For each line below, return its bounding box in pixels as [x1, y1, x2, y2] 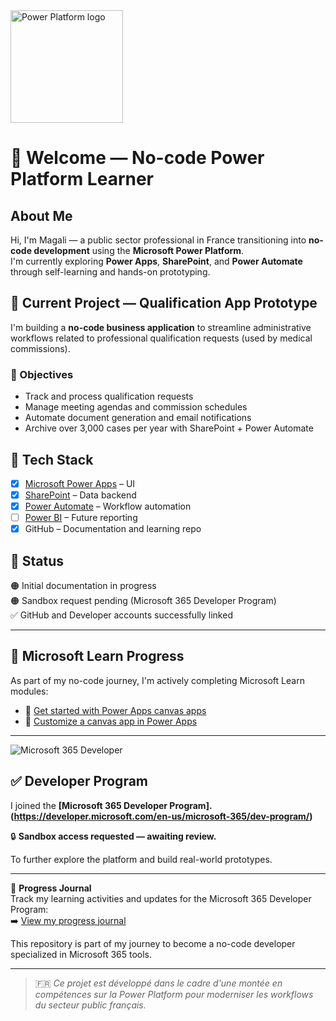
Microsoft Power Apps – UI [24, 477, 136, 489]
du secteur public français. [34, 999, 147, 1011]
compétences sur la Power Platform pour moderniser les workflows [34, 988, 314, 1000]
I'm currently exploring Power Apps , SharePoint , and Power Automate [10, 255, 303, 267]
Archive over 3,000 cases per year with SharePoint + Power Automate [24, 422, 314, 434]
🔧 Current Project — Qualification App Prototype [10, 295, 318, 312]
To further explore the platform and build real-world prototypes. [10, 853, 273, 865]
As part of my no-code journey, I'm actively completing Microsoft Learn [10, 674, 305, 686]
